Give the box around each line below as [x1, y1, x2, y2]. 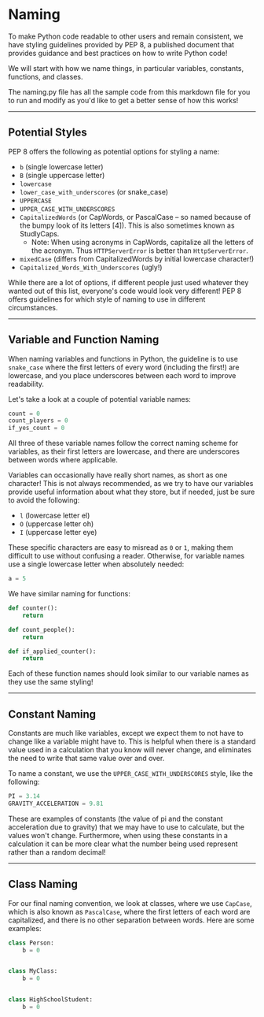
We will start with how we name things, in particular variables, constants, [8, 63, 244, 72]
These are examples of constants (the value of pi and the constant [8, 814, 224, 823]
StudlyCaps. [19, 228, 60, 238]
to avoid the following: [8, 496, 80, 505]
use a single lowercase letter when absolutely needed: [8, 559, 185, 569]
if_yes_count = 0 [8, 424, 65, 432]
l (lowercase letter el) [19, 510, 90, 521]
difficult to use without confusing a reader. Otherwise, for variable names [8, 551, 245, 561]
